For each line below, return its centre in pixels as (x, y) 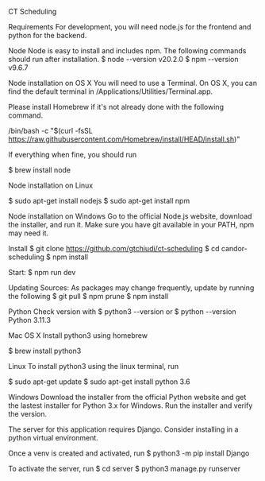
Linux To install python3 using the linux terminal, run (94, 366)
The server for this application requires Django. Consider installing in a (123, 429)
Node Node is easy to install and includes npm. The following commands (127, 50)
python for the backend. (48, 35)
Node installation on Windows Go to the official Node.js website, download (130, 216)
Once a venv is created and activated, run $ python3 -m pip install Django (129, 453)
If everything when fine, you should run (73, 155)
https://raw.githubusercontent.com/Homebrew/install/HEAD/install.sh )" (124, 139)
